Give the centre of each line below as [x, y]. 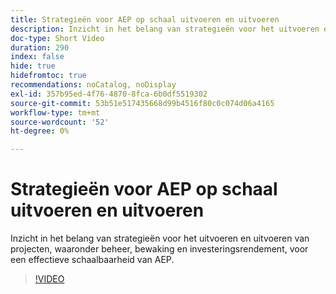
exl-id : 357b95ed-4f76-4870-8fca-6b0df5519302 [109, 94]
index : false [37, 57]
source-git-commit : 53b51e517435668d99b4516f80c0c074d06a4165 [142, 103]
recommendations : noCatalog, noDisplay [93, 85]
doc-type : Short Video [57, 38]
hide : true [33, 66]
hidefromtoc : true [48, 76]
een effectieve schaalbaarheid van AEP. [92, 260]
